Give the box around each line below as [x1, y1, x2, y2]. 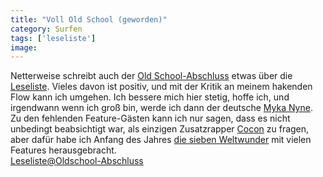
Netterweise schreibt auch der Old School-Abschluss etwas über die [10, 70, 293, 82]
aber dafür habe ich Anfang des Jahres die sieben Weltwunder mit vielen [10, 134, 312, 146]
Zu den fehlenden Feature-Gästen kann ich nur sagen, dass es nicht [10, 112, 291, 125]
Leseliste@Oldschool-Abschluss [10, 155, 144, 167]
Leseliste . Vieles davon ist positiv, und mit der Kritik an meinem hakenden [10, 81, 313, 93]
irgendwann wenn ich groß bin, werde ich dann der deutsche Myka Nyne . [10, 102, 313, 114]
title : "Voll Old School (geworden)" [10, 14, 168, 25]
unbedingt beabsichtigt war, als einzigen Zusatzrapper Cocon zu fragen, [10, 123, 310, 135]
